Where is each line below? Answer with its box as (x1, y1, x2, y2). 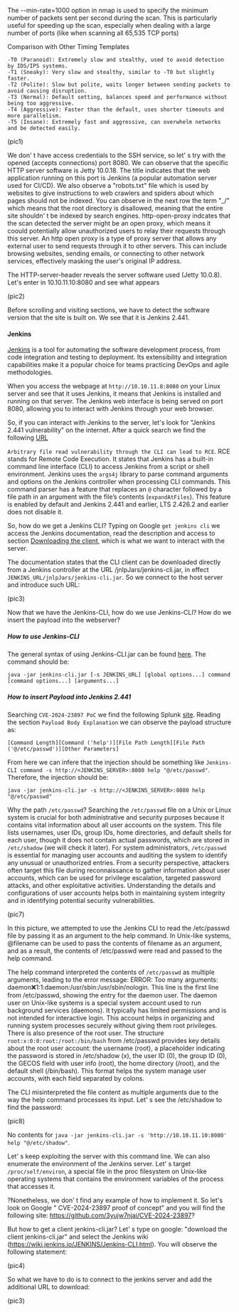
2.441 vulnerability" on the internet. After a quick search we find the (7, 426, 206, 435)
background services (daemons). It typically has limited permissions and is (7, 1006, 227, 1015)
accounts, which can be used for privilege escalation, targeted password (7, 874, 221, 882)
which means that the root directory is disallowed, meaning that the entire (7, 204, 223, 212)
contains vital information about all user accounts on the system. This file (7, 821, 222, 830)
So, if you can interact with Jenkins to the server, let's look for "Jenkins (7, 418, 216, 427)
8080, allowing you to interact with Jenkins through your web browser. (7, 405, 215, 413)
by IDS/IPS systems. (7, 63, 69, 70)
